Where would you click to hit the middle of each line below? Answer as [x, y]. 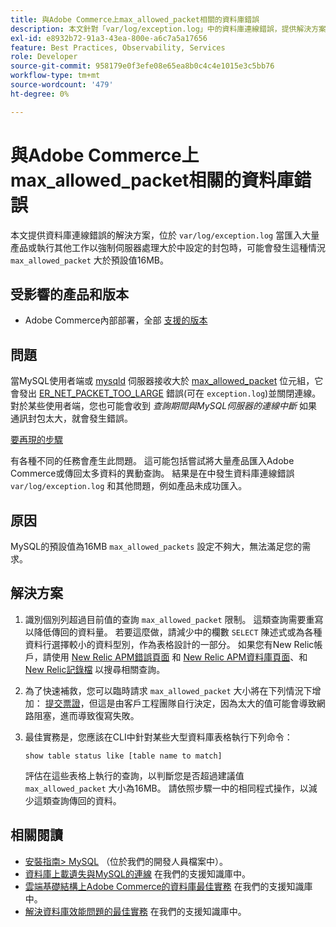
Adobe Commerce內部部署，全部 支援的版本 [116, 320]
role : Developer [44, 57]
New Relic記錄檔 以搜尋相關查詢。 [95, 669]
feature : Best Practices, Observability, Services [118, 47]
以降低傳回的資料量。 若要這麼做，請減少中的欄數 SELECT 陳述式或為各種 [173, 632]
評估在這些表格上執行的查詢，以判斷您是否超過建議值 [134, 775]
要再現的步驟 [36, 440]
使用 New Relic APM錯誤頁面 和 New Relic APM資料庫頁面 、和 [179, 657]
